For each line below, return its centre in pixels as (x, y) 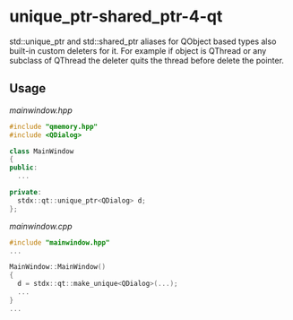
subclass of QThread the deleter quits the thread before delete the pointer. (147, 60)
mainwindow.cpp (41, 226)
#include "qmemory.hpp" (54, 126)
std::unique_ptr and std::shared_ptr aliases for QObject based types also (143, 41)
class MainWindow (42, 151)
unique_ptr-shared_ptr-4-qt (116, 17)
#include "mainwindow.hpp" (60, 242)
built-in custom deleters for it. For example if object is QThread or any (138, 50)
